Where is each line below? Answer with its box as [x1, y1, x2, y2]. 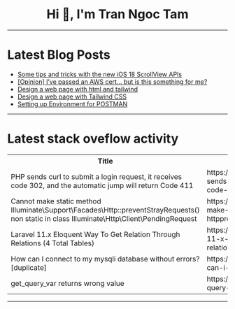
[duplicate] [10, 262, 47, 272]
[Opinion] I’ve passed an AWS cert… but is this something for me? [17, 77, 208, 86]
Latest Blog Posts [7, 47, 111, 63]
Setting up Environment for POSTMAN [17, 99, 128, 108]
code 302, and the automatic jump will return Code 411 [10, 180, 194, 190]
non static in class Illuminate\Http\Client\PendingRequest [10, 213, 197, 223]
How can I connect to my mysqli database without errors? [10, 254, 200, 264]
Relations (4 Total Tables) [10, 238, 95, 247]
